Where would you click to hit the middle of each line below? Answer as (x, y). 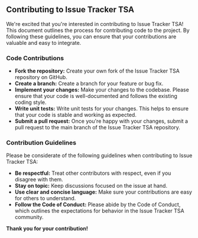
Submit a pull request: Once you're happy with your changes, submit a (101, 121)
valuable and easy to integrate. (44, 43)
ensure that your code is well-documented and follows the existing (96, 96)
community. (29, 217)
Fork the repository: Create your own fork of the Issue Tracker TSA (97, 71)
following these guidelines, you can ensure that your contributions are (91, 36)
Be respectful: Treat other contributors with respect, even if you (93, 173)
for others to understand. (45, 198)
